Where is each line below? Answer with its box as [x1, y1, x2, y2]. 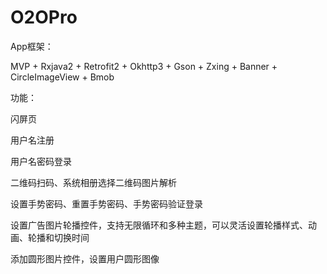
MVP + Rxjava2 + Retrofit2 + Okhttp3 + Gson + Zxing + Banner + [10, 60, 278, 72]
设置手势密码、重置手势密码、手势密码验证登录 [10, 197, 203, 210]
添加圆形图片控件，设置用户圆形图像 [10, 252, 160, 265]
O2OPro [10, 6, 78, 29]
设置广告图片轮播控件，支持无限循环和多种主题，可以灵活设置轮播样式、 [10, 219, 308, 231]
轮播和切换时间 [27, 231, 90, 243]
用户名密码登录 [10, 155, 72, 167]
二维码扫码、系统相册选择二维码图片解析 [10, 176, 177, 188]
